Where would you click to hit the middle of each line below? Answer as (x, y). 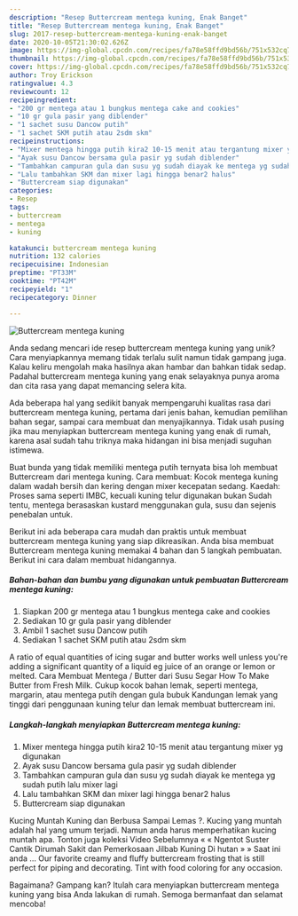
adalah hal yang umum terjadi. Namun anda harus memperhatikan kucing (143, 830)
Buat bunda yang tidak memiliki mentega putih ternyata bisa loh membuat (143, 467)
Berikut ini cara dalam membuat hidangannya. (93, 559)
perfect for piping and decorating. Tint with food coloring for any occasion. (146, 868)
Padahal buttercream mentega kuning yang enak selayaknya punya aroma (145, 376)
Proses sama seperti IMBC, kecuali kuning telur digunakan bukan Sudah (141, 495)
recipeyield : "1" (41, 289)
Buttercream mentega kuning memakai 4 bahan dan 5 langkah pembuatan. (145, 550)
